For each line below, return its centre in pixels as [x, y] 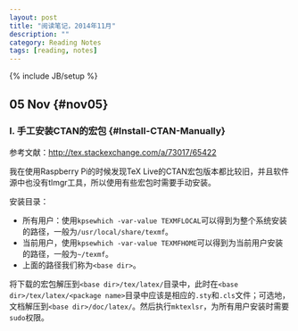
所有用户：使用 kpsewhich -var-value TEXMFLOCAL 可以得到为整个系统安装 [154, 220]
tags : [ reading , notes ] [54, 51]
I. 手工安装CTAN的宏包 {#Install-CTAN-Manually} [117, 131]
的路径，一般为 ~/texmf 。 [67, 253]
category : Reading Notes [55, 42]
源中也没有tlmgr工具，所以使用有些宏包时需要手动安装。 [113, 182]
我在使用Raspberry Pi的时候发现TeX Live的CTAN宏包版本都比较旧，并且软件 [149, 171]
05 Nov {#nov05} [59, 104]
